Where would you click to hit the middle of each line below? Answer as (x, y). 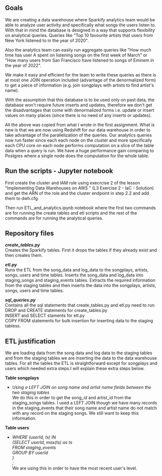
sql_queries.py (20, 300)
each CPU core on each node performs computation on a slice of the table (80, 145)
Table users (17, 428)
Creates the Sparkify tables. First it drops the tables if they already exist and (81, 250)
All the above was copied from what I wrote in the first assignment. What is (80, 125)
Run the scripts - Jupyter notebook (59, 171)
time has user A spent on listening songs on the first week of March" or (76, 55)
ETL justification (30, 341)
